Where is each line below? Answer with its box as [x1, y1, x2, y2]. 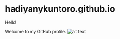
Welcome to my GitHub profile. [5, 28, 66, 34]
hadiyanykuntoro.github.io [5, 3, 115, 14]
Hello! [5, 19, 17, 25]
